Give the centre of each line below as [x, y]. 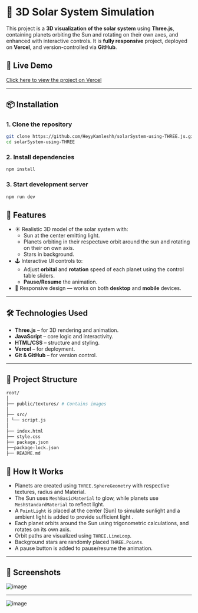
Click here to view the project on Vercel [54, 80]
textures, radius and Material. [50, 492]
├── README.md [24, 453]
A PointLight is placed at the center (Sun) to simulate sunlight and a [97, 511]
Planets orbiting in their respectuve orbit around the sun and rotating [107, 242]
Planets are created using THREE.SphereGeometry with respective [92, 486]
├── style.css [24, 436]
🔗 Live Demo [29, 66]
